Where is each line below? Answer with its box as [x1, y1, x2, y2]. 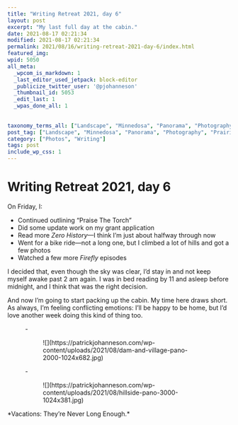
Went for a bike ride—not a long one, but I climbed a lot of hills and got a [17, 238, 229, 247]
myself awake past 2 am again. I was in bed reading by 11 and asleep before [7, 274, 229, 283]
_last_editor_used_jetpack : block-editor [13, 76, 138, 83]
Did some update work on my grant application [17, 223, 154, 232]
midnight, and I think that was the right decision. [7, 282, 148, 291]
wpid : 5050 [7, 57, 40, 64]
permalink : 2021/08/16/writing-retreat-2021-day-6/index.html [7, 43, 195, 50]
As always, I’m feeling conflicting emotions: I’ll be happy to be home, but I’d [7, 303, 227, 312]
